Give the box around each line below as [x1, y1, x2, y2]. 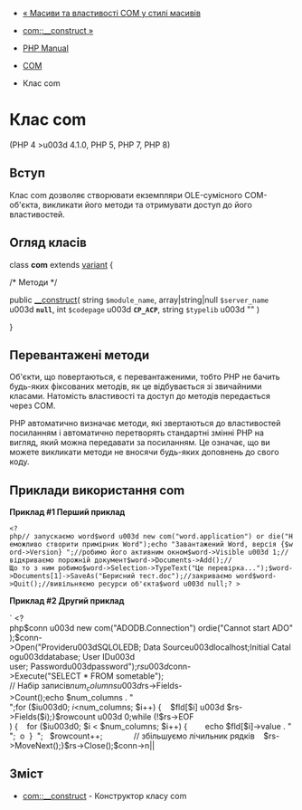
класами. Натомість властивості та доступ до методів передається [9, 391, 271, 402]
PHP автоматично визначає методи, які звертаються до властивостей [9, 418, 281, 429]
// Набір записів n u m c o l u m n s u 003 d [9, 681, 142, 693]
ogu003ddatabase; [9, 652, 81, 662]
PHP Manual [22, 43, 70, 53]
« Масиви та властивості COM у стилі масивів [22, 8, 202, 18]
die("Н [268, 532, 294, 541]
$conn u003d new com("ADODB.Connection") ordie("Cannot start [24, 623, 270, 634]
